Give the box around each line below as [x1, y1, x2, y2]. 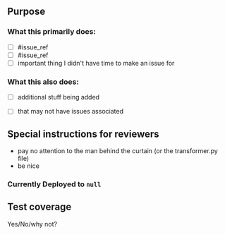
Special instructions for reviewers [7, 128, 160, 140]
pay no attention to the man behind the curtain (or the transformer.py [17, 147, 219, 155]
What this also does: [7, 77, 79, 87]
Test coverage [7, 201, 72, 213]
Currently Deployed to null [7, 179, 102, 189]
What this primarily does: [7, 27, 97, 37]
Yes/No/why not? [7, 219, 58, 228]
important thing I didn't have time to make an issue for [17, 59, 175, 67]
